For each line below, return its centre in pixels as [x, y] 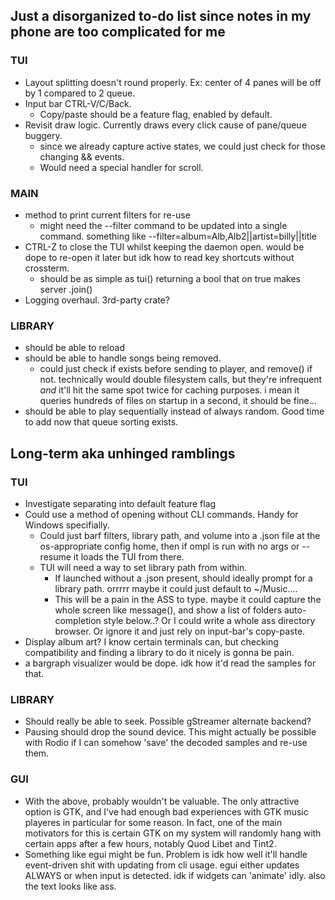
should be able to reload [74, 348]
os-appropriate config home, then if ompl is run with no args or [169, 546]
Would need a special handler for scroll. [121, 167]
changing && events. [82, 156]
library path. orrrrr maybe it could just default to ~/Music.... [176, 588]
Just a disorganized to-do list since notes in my [161, 16]
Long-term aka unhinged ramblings [123, 453]
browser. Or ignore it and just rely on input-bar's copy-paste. [180, 631]
